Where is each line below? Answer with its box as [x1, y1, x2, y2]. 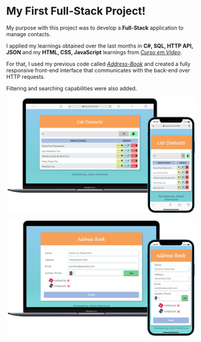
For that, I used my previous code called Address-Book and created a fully [6, 60, 191, 67]
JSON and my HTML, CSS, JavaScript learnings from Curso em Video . [6, 48, 182, 55]
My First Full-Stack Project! [6, 4, 146, 18]
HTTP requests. [6, 73, 45, 80]
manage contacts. [6, 30, 51, 37]
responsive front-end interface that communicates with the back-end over [6, 66, 191, 73]
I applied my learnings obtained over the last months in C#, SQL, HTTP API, [6, 42, 194, 49]
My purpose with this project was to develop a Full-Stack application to [6, 24, 184, 31]
